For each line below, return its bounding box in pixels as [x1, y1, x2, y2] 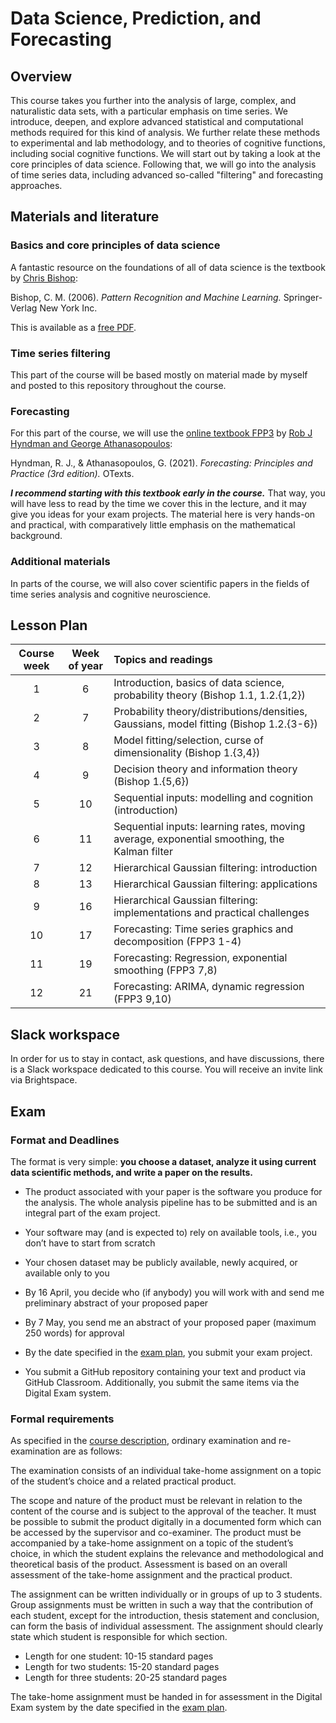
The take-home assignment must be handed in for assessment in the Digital [10, 1691, 323, 1703]
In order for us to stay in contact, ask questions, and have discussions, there [10, 1053, 325, 1065]
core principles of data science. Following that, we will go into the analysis [10, 158, 317, 170]
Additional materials [10, 555, 111, 569]
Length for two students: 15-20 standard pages [24, 1661, 220, 1673]
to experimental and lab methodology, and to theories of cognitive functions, [10, 137, 326, 149]
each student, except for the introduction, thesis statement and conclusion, [10, 1610, 320, 1622]
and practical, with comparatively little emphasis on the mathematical [10, 519, 296, 531]
